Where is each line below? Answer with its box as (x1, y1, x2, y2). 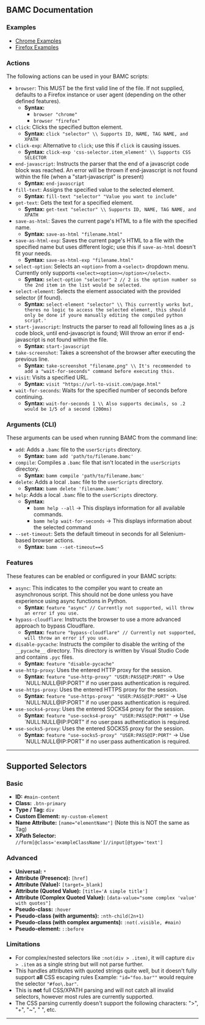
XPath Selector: (15, 832, 57, 839)
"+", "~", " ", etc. (15, 1005, 57, 1013)
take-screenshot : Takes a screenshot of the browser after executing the (15, 349, 196, 356)
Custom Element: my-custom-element (15, 813, 109, 820)
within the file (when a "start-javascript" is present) (15, 173, 145, 180)
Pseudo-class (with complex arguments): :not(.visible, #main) (15, 918, 182, 925)
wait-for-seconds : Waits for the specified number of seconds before (15, 386, 187, 394)
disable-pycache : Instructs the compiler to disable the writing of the (15, 640, 185, 648)
